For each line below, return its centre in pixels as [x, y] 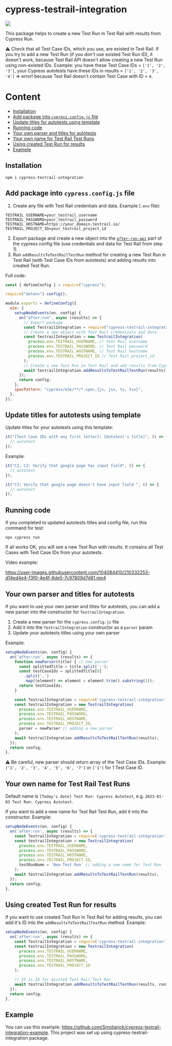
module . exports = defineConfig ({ [41, 304]
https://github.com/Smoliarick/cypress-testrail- [111, 1027]
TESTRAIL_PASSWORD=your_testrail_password [51, 220]
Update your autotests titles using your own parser [66, 633]
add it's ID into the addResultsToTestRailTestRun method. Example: [76, 923]
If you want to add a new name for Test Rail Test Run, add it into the [77, 812]
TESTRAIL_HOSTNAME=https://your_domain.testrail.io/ [63, 224]
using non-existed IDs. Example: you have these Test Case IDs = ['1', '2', [85, 65]
